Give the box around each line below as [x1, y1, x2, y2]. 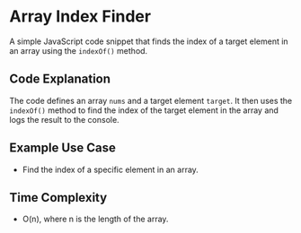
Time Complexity [9, 190, 108, 205]
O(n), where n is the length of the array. [22, 213, 169, 225]
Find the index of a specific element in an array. [22, 164, 199, 175]
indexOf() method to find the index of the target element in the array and [9, 105, 279, 116]
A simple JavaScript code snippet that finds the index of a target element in [9, 36, 289, 47]
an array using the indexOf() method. [9, 45, 148, 56]
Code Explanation [9, 72, 111, 87]
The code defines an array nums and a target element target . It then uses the [9, 95, 293, 106]
